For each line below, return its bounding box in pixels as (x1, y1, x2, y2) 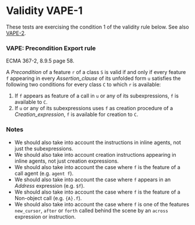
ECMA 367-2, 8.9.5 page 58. (6, 57, 75, 65)
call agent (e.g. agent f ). (14, 170, 74, 177)
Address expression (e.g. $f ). (14, 182, 85, 189)
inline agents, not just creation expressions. (14, 157, 119, 164)
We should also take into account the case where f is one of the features (14, 201, 189, 208)
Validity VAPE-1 (6, 4, 83, 17)
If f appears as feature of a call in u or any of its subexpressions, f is (14, 92, 179, 100)
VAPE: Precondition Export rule (6, 44, 96, 52)
